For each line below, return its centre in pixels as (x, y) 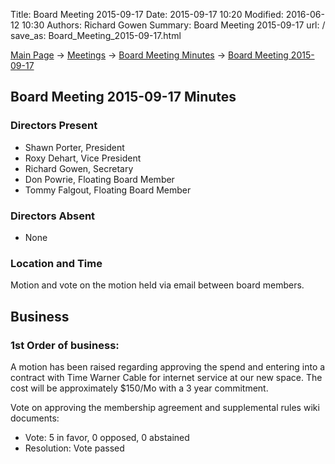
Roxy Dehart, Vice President (83, 158)
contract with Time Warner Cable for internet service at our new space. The (166, 377)
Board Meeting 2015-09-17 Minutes (123, 97)
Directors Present (54, 126)
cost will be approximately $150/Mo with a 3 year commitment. (139, 388)
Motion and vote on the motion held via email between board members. (157, 285)
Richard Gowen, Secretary (79, 168)
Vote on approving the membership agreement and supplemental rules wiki (165, 407)
